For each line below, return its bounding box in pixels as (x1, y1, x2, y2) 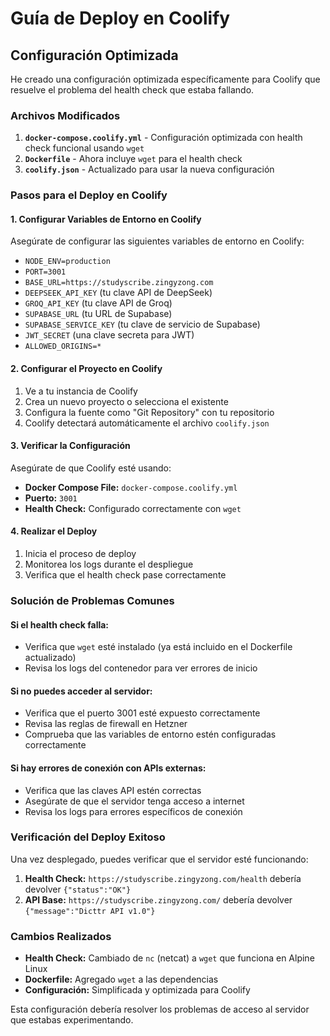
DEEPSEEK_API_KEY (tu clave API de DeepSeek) (24, 287, 213, 299)
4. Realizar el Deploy (10, 525, 98, 537)
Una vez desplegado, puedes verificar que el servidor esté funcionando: (10, 853, 309, 865)
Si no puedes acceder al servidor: (10, 685, 153, 697)
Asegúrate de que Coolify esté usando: (10, 462, 172, 474)
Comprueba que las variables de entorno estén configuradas (24, 728, 277, 741)
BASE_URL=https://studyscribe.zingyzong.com (24, 278, 214, 288)
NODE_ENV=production (24, 257, 111, 267)
